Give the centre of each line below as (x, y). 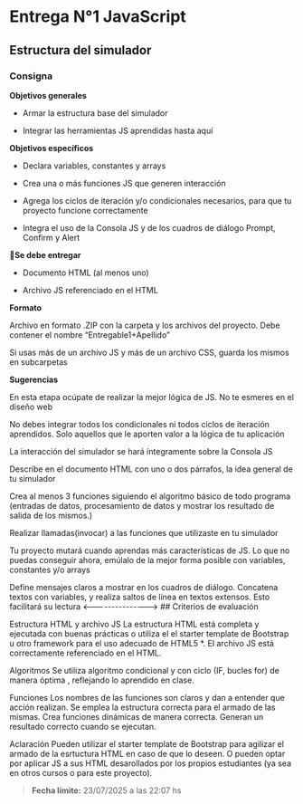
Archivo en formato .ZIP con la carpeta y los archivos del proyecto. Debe (145, 325)
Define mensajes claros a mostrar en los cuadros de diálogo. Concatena (144, 587)
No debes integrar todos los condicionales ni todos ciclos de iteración (139, 424)
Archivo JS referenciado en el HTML (90, 290)
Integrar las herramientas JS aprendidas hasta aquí (118, 130)
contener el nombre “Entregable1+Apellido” (90, 335)
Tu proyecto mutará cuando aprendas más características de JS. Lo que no (150, 550)
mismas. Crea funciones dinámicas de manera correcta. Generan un (137, 716)
